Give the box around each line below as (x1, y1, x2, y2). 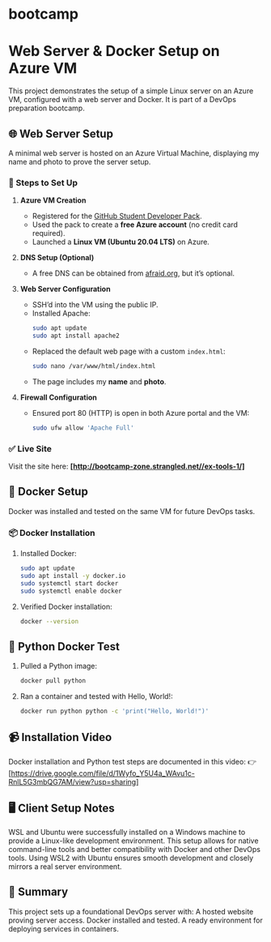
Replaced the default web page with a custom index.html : (32, 346, 226, 356)
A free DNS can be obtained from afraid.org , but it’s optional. (32, 268, 235, 278)
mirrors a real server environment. (8, 861, 123, 871)
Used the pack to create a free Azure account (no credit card (32, 220, 239, 229)
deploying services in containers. (8, 923, 119, 933)
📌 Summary (8, 885, 69, 899)
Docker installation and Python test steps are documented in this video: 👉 (8, 756, 257, 766)
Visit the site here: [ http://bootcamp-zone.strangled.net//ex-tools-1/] (8, 461, 245, 471)
